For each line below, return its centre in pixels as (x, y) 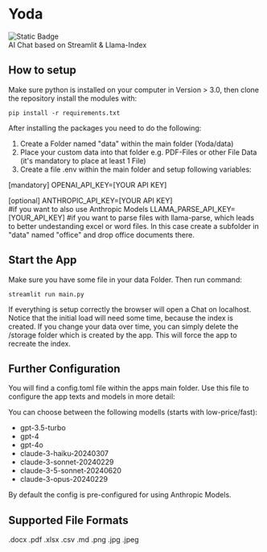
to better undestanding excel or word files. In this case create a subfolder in (133, 226)
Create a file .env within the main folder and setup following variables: (136, 169)
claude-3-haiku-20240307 (64, 454)
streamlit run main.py (46, 294)
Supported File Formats (68, 520)
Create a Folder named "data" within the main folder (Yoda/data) (127, 143)
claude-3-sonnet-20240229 (67, 462)
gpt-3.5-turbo (43, 428)
